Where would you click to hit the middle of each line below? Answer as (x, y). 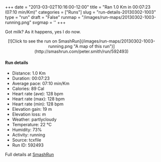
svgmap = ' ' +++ (49, 22)
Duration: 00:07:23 (31, 78)
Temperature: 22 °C (32, 125)
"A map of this (88, 46)
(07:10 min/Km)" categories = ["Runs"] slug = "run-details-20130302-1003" (80, 12)
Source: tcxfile (26, 140)
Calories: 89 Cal (28, 88)
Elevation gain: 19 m (32, 109)
